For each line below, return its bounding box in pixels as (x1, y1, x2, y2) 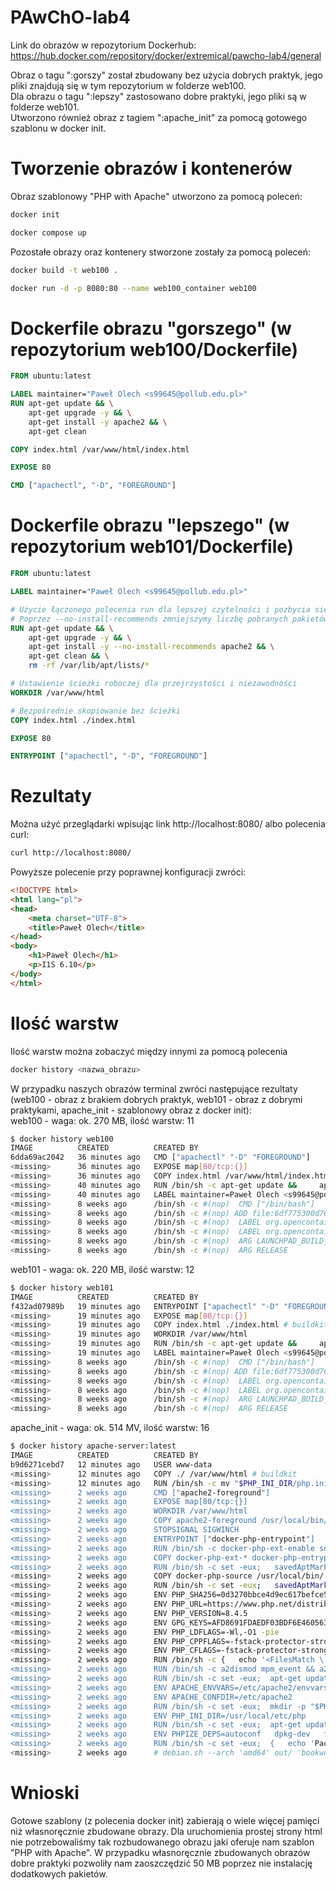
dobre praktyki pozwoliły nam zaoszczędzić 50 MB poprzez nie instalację (10, 1857, 313, 1869)
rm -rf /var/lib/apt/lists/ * (28, 661, 150, 671)
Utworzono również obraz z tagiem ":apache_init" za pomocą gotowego (10, 111, 308, 123)
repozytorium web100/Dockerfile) (10, 338, 298, 361)
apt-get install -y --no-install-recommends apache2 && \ (28, 642, 275, 652)
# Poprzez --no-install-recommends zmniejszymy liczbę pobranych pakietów (10, 614, 329, 624)
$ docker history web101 (10, 1282, 114, 1293)
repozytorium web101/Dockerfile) (10, 536, 295, 558)
